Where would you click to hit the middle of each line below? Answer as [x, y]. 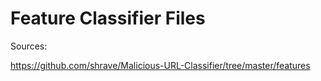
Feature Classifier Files [108, 18]
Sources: [29, 46]
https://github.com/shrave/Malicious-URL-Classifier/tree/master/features [160, 65]
